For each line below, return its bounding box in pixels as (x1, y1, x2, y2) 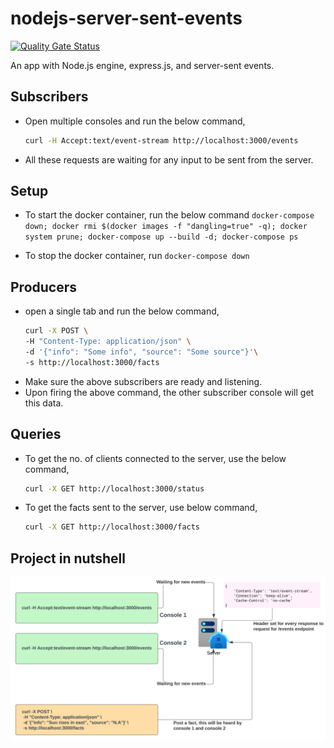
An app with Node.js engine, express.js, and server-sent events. (10, 59, 275, 71)
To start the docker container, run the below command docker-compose (24, 209, 315, 221)
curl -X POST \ (24, 326, 89, 336)
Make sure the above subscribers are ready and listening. (24, 375, 263, 387)
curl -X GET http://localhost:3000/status (24, 483, 205, 494)
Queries (10, 426, 62, 443)
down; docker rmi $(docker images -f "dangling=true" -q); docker (24, 222, 308, 232)
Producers (10, 278, 78, 296)
